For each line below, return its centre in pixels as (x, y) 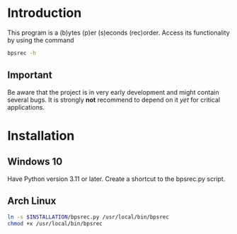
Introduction (45, 13)
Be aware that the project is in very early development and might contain (113, 92)
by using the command (41, 40)
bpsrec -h (22, 53)
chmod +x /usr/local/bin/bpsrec (55, 224)
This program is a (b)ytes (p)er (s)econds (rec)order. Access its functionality (118, 33)
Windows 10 (35, 162)
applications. (26, 107)
